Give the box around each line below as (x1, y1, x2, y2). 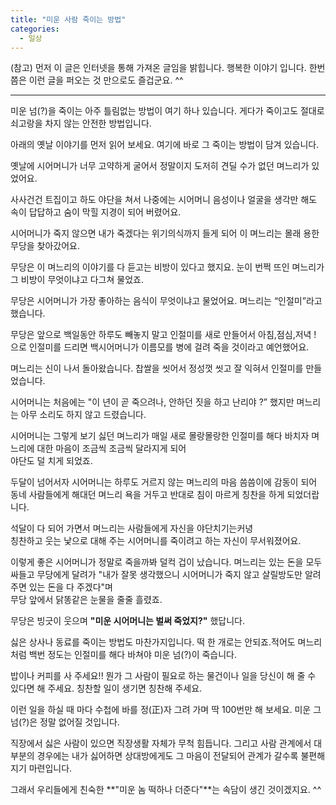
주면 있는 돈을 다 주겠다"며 (10, 581, 113, 593)
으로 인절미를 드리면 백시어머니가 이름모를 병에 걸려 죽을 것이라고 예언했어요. (10, 341, 310, 353)
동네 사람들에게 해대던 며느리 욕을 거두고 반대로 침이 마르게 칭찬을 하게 (10, 489, 285, 501)
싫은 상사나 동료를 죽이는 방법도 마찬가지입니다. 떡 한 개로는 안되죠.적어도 (10, 636, 296, 648)
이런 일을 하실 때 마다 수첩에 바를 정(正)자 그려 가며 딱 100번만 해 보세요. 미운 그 (10, 704, 322, 716)
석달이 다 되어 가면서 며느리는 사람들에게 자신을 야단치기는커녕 (10, 522, 254, 535)
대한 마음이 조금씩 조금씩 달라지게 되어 (36, 442, 187, 455)
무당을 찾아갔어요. (10, 240, 81, 252)
